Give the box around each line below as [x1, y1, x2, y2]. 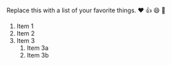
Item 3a [26, 44, 49, 52]
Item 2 [16, 29, 35, 37]
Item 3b [26, 51, 49, 59]
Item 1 [16, 22, 34, 30]
